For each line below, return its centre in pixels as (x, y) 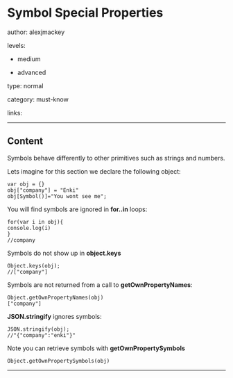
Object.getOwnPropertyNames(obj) (55, 297)
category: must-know (38, 99)
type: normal (25, 85)
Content (25, 141)
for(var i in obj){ (35, 222)
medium (29, 59)
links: (15, 113)
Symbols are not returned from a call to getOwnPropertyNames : (100, 285)
